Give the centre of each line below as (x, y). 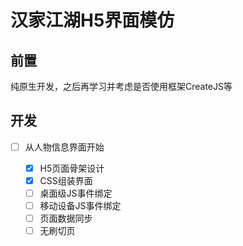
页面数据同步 (66, 218)
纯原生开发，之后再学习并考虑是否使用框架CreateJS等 (121, 86)
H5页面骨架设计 (72, 168)
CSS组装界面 (66, 180)
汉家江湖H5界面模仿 (92, 20)
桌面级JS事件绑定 (76, 193)
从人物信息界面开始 (64, 147)
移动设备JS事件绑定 (80, 206)
